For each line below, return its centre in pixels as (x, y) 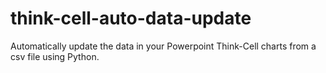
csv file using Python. (55, 56)
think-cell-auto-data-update (131, 18)
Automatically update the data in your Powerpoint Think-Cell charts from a (163, 46)
